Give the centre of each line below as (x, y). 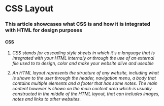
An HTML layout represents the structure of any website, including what (85, 73)
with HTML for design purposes (44, 30)
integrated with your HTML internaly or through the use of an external (83, 58)
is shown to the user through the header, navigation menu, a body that (84, 78)
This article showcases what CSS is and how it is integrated (78, 24)
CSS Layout (29, 9)
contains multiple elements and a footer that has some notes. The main (85, 83)
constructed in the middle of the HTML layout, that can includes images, (86, 94)
